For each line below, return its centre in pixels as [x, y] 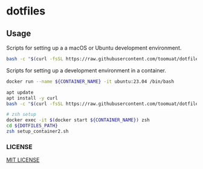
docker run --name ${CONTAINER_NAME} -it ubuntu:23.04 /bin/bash [90, 81]
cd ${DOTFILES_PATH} [32, 126]
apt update [20, 92]
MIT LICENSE [23, 160]
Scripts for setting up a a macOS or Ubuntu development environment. [94, 48]
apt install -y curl [32, 98]
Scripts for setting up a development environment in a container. [86, 70]
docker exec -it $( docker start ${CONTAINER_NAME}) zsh [78, 120]
